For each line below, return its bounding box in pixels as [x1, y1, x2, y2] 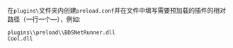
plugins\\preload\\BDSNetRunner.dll [7, 29, 115, 36]
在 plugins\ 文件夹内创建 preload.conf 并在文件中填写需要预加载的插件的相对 [7, 6, 227, 14]
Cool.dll [7, 35, 33, 42]
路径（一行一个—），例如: [7, 15, 81, 23]
